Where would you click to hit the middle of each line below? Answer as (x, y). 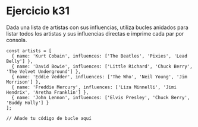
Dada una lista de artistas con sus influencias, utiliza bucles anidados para (97, 27)
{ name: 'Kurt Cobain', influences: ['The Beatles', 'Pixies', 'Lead (99, 56)
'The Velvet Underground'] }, (44, 72)
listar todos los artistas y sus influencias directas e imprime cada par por (95, 33)
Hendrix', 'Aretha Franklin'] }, (48, 92)
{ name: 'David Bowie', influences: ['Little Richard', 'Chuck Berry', (102, 66)
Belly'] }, (20, 61)
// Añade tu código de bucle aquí (49, 118)
